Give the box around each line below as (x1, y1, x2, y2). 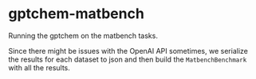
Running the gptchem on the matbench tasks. (8, 31, 158, 40)
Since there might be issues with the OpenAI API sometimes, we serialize (8, 46, 249, 55)
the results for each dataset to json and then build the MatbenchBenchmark (8, 55, 247, 64)
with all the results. (8, 62, 70, 72)
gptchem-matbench (8, 5, 145, 23)
